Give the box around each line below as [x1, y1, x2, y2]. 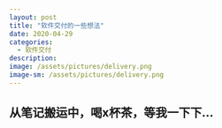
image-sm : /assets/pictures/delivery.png [9, 71, 165, 79]
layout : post [9, 12, 57, 22]
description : [9, 54, 57, 63]
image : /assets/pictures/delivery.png [9, 63, 152, 72]
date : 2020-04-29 [9, 29, 73, 38]
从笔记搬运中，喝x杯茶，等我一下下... [9, 105, 214, 120]
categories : [9, 37, 53, 47]
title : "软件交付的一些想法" [9, 21, 104, 30]
